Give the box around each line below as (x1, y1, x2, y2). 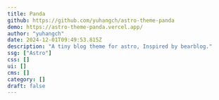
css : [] (7, 56, 30, 63)
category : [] (7, 75, 46, 83)
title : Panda (7, 10, 46, 18)
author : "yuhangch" (7, 30, 65, 37)
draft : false (7, 82, 46, 89)
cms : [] (7, 69, 30, 76)
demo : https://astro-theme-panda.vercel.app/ (7, 23, 143, 30)
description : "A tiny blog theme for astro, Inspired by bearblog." (7, 43, 213, 50)
